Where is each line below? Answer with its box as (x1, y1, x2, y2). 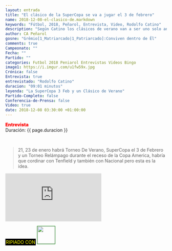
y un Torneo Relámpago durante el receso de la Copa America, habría (17, 152, 165, 158)
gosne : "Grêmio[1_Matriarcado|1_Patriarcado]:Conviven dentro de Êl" (5, 36, 157, 41)
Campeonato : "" (5, 46, 38, 51)
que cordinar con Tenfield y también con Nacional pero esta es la (17, 158, 156, 164)
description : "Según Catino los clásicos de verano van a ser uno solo (5, 27, 161, 32)
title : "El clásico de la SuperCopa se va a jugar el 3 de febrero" (5, 12, 155, 17)
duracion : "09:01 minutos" (5, 83, 63, 89)
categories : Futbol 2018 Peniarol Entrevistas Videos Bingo (5, 60, 137, 65)
